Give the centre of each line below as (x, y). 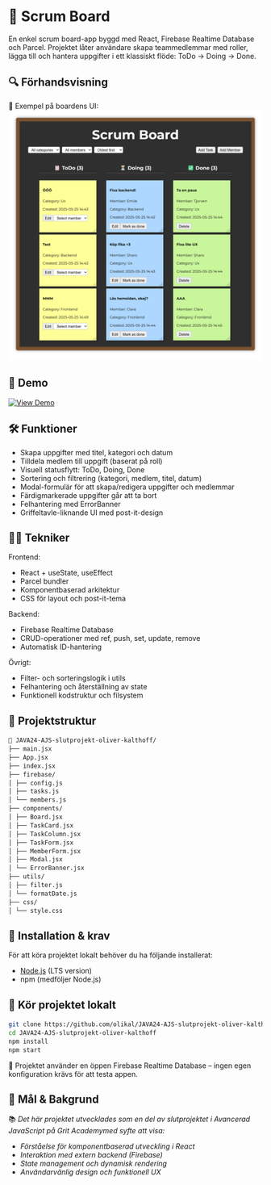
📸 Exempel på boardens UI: (54, 106)
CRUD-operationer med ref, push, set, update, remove (110, 639)
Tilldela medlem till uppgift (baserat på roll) (91, 461)
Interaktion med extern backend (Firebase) (91, 1155)
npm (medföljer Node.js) (60, 979)
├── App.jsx (28, 757)
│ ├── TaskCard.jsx (41, 825)
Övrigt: (20, 663)
